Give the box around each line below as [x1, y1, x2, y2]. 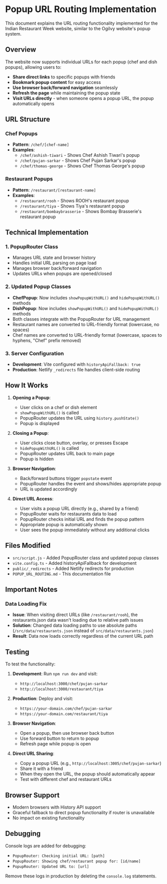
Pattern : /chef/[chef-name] [12, 142, 69, 148]
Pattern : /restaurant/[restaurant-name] [12, 187, 96, 193]
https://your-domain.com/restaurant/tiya [20, 712, 108, 717]
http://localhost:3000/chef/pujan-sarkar [20, 681, 108, 686]
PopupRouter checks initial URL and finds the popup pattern [20, 516, 144, 522]
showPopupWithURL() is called [20, 410, 79, 416]
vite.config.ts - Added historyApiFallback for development [12, 560, 137, 566]
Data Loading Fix [5, 600, 47, 607]
